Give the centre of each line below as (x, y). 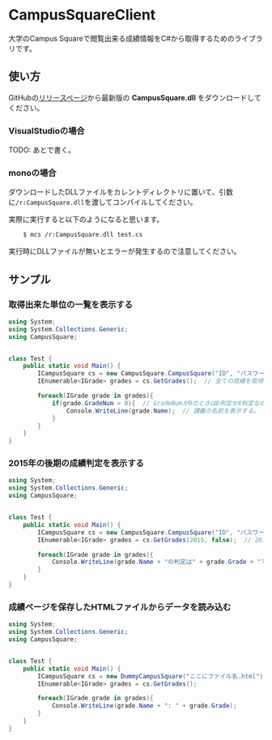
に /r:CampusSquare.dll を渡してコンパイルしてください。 (103, 202)
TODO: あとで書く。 (42, 150)
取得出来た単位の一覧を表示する (71, 304)
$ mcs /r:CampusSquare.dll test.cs (83, 235)
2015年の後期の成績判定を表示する (76, 464)
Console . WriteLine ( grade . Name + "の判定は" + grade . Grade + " (156, 562)
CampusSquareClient (82, 15)
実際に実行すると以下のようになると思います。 (86, 220)
